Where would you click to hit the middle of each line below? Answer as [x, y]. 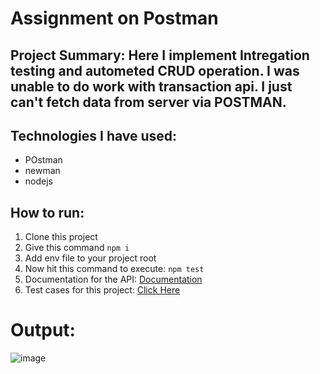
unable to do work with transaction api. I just [151, 86]
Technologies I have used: [94, 135]
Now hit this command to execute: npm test [114, 269]
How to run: [47, 212]
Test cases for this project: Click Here [102, 290]
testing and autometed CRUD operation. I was [155, 70]
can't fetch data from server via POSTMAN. [148, 102]
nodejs [38, 181]
